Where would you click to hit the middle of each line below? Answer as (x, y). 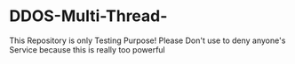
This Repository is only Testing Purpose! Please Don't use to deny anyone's (147, 40)
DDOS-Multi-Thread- (88, 16)
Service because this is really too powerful (88, 49)
